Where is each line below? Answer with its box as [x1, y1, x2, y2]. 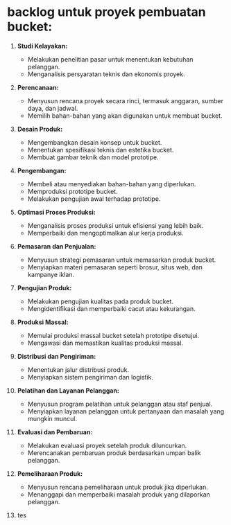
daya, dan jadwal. [27, 104, 78, 112]
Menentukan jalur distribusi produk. [27, 365, 130, 374]
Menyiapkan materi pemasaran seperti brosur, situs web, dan [27, 262, 203, 271]
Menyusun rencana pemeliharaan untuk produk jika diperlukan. [27, 483, 208, 491]
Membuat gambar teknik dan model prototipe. [27, 153, 159, 161]
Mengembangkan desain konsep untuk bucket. [27, 138, 162, 146]
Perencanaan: [17, 83, 59, 91]
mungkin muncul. [27, 414, 78, 422]
